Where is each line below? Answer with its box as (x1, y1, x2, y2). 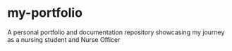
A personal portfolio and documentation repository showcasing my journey (7, 28, 225, 36)
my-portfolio (7, 5, 83, 21)
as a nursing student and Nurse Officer (7, 35, 121, 43)
